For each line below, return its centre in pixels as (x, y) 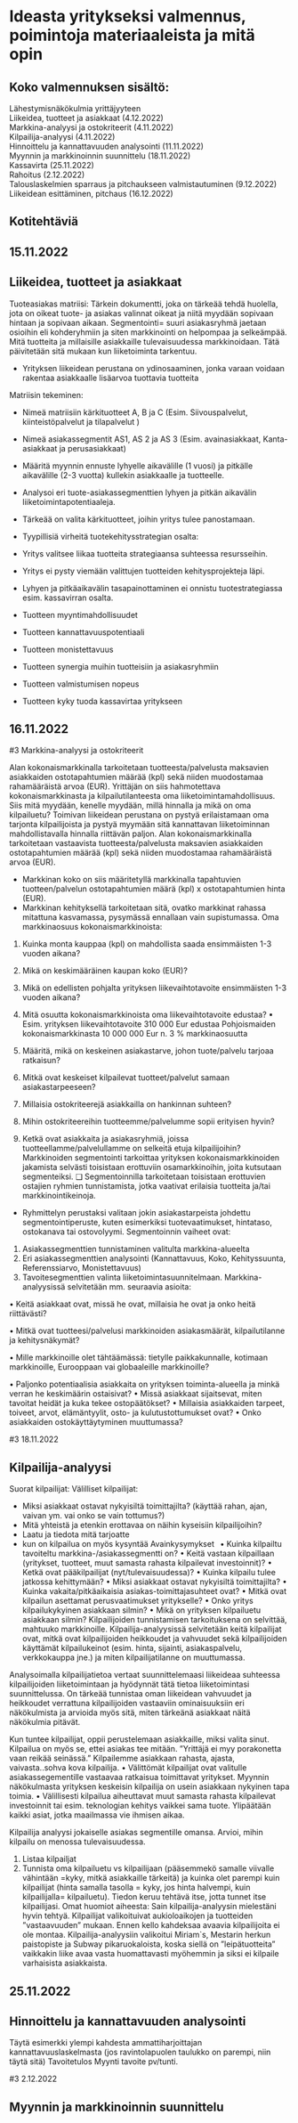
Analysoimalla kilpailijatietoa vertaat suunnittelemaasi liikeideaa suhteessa (145, 1675)
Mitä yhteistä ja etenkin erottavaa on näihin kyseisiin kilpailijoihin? (142, 1525)
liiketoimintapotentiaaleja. (68, 501)
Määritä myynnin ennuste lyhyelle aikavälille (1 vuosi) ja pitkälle (137, 466)
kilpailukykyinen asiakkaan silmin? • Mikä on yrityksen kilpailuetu (141, 1610)
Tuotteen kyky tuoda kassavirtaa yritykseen (102, 701)
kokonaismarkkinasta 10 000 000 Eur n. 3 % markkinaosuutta (135, 1034)
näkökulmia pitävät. (45, 1722)
